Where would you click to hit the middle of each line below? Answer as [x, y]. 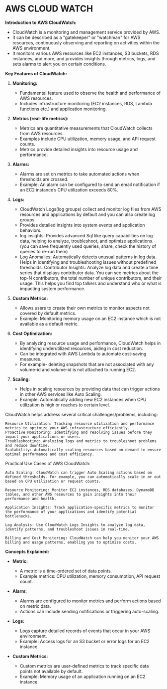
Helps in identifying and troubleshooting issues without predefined [88, 262]
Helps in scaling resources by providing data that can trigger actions [90, 389]
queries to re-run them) [44, 251]
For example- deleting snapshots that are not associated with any [87, 364]
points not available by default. [51, 671]
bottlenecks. [19, 516]
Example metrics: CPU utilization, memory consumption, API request [90, 576]
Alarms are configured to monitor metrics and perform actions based [90, 601]
